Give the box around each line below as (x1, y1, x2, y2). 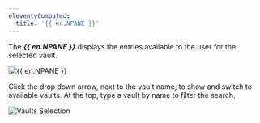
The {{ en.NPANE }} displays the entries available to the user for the (8, 41, 237, 51)
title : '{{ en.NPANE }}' (15, 19, 100, 28)
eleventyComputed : (8, 11, 70, 20)
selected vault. (8, 50, 58, 60)
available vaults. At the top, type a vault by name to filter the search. (8, 90, 237, 100)
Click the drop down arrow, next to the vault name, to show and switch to (8, 82, 253, 91)
